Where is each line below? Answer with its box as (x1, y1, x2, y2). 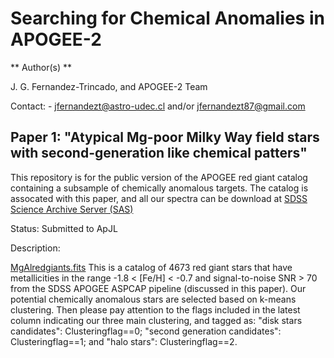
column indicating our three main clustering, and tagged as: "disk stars (10, 314, 303, 326)
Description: (10, 242, 61, 254)
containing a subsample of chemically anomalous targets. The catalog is (10, 182, 309, 194)
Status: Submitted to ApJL (10, 222, 118, 234)
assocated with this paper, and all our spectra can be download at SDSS (10, 192, 308, 204)
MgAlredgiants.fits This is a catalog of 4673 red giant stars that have (10, 261, 293, 273)
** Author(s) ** (10, 61, 72, 73)
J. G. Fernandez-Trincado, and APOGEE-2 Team (10, 80, 208, 92)
